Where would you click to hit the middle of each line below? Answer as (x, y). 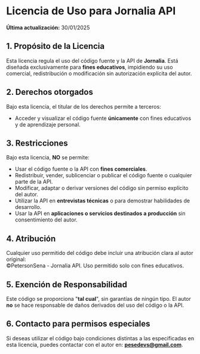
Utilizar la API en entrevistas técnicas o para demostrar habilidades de (102, 201)
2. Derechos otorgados (50, 92)
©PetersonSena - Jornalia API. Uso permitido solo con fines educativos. (95, 266)
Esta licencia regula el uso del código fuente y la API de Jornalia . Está (92, 60)
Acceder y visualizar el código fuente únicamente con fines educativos (103, 118)
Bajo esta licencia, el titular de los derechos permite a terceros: (84, 106)
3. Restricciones (37, 143)
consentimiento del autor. (46, 220)
